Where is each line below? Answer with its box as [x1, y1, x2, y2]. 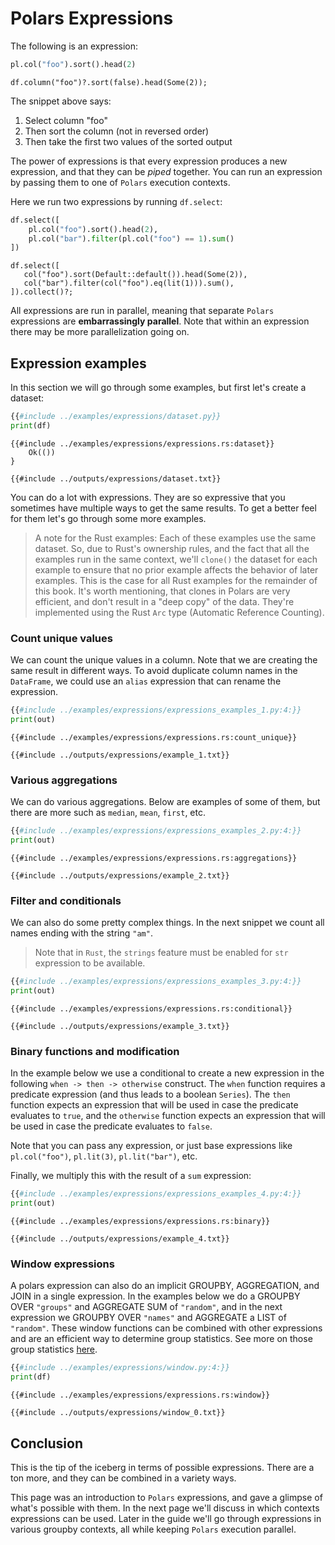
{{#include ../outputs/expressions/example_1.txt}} [10, 750, 230, 760]
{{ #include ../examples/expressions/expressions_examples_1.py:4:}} [10, 705, 302, 716]
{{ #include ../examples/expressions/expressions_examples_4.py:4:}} [10, 1189, 302, 1199]
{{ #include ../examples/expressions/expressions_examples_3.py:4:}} [10, 977, 302, 987]
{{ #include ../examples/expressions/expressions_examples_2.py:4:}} [10, 826, 302, 836]
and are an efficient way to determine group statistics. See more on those [10, 1333, 313, 1345]
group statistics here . [10, 1343, 98, 1356]
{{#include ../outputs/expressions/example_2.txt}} [10, 870, 230, 881]
